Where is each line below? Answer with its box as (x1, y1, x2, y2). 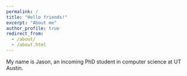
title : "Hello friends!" (6, 14, 68, 20)
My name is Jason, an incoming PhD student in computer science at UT (6, 58, 182, 65)
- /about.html (11, 42, 46, 48)
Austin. (6, 64, 24, 71)
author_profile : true (6, 25, 60, 31)
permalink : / (6, 8, 39, 15)
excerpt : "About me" (6, 20, 58, 26)
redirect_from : (6, 31, 44, 37)
